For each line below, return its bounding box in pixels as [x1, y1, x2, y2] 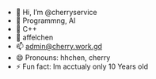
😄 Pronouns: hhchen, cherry [15, 53, 111, 62]
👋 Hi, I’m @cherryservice [15, 8, 97, 17]
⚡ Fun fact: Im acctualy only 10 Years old [15, 62, 149, 71]
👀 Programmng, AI [15, 16, 76, 25]
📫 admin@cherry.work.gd [15, 42, 103, 51]
